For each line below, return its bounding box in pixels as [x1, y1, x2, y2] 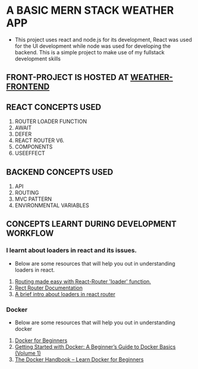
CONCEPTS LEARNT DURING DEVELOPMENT [6, 219, 177, 229]
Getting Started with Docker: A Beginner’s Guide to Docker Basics [14, 343, 176, 350]
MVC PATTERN [14, 195, 52, 202]
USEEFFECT [14, 150, 46, 157]
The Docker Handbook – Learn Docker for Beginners [14, 356, 144, 363]
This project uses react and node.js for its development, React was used [14, 36, 192, 43]
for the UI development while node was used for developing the [14, 42, 171, 50]
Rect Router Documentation [14, 284, 83, 291]
